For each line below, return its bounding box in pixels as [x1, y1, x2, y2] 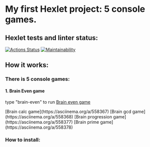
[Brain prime [74, 119, 100, 125]
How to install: [5, 137, 41, 144]
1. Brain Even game [5, 88, 45, 94]
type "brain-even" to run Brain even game [5, 99, 91, 105]
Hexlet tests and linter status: [5, 34, 98, 42]
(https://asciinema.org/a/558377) [5, 119, 73, 125]
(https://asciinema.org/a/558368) [5, 113, 73, 119]
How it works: [5, 61, 49, 70]
